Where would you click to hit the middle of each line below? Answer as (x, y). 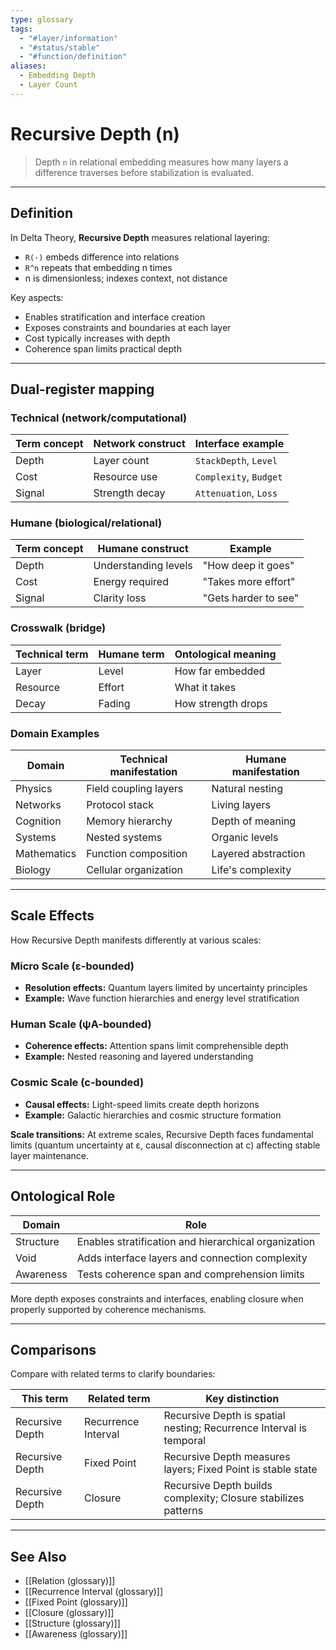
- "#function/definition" (73, 57)
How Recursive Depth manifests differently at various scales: (136, 940)
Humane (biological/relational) (86, 523)
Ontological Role (63, 1196)
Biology (33, 870)
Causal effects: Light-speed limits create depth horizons (142, 1104)
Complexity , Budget (238, 477)
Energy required (131, 582)
